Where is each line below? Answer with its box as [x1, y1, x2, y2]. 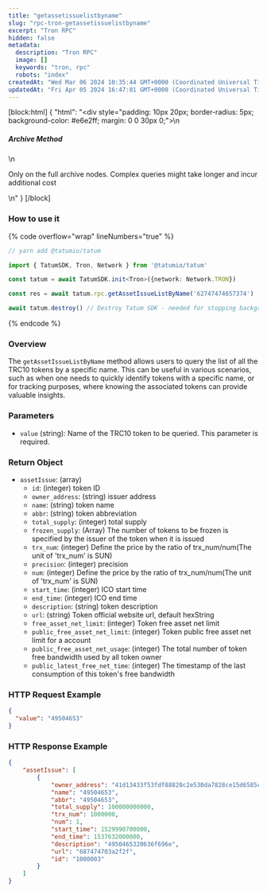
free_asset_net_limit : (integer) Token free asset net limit [31, 618, 220, 628]
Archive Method [8, 134, 63, 143]
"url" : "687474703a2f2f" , [50, 847, 137, 855]
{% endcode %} [8, 319, 61, 329]
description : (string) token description [31, 602, 158, 611]
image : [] [15, 56, 48, 64]
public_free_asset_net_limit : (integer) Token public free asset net [31, 626, 252, 637]
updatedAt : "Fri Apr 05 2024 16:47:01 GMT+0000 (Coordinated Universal [8, 85, 250, 94]
